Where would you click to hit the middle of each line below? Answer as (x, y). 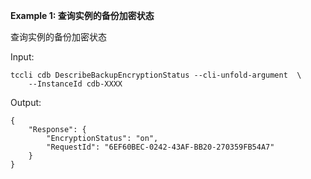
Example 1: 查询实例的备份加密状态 (82, 15)
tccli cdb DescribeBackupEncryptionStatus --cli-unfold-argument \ (156, 75)
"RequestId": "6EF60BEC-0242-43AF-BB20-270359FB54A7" (160, 147)
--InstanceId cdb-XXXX (75, 84)
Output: (26, 102)
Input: (22, 57)
